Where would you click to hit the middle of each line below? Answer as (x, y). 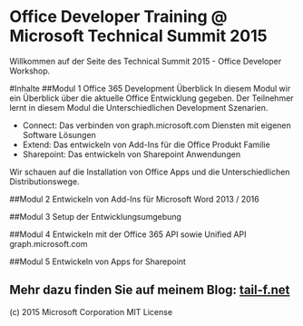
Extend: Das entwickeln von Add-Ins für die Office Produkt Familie (146, 144)
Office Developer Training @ (118, 17)
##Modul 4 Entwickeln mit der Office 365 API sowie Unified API (128, 234)
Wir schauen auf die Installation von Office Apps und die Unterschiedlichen (150, 172)
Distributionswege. (44, 181)
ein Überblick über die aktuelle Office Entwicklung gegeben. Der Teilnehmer (151, 98)
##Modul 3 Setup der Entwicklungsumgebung (95, 216)
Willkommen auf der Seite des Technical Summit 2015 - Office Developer (146, 61)
